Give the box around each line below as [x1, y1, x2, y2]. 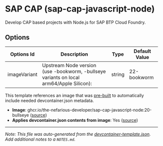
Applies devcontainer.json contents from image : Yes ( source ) [12, 117, 138, 123]
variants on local [42, 74, 80, 81]
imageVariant [7, 71, 38, 78]
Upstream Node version [42, 62, 97, 69]
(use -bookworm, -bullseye [42, 68, 106, 74]
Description [60, 51, 88, 58]
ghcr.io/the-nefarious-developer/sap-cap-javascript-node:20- [27, 107, 152, 113]
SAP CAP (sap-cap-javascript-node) [5, 3, 155, 15]
